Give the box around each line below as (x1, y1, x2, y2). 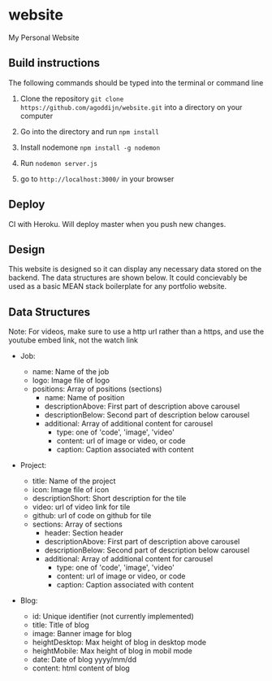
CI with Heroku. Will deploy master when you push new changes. (8, 219, 227, 229)
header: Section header (44, 528, 123, 538)
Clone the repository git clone (19, 94, 124, 103)
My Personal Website (8, 33, 80, 42)
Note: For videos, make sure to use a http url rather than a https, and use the (8, 327, 265, 337)
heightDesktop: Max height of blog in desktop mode (32, 637, 207, 648)
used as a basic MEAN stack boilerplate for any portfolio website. (8, 282, 227, 291)
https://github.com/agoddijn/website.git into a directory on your (19, 102, 243, 111)
